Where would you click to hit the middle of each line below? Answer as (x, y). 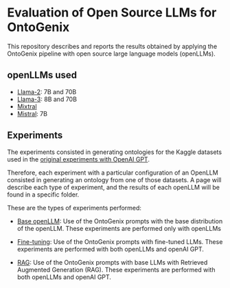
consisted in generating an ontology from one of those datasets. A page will (114, 179)
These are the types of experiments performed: (74, 208)
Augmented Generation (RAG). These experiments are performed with (116, 269)
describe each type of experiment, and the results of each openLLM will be (113, 187)
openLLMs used (42, 75)
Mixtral (27, 106)
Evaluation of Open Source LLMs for (112, 13)
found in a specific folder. (43, 195)
